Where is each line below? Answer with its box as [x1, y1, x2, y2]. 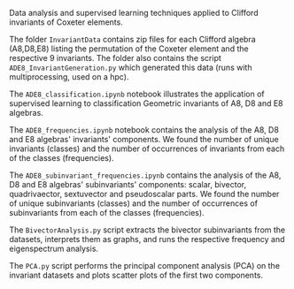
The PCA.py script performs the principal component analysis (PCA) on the [9, 261, 281, 270]
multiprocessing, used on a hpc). [9, 72, 129, 82]
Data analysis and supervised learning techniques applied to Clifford [9, 8, 259, 18]
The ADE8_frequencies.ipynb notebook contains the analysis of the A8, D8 [9, 125, 279, 135]
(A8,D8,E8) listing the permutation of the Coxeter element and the [9, 43, 250, 54]
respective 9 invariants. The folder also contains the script [9, 53, 221, 63]
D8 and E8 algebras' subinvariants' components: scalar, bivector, [9, 179, 246, 189]
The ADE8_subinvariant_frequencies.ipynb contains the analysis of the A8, [9, 170, 282, 180]
